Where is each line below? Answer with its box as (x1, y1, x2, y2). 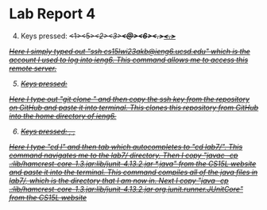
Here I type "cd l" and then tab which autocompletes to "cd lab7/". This (9, 142, 243, 151)
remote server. (9, 63, 57, 72)
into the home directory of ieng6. (9, 111, 117, 120)
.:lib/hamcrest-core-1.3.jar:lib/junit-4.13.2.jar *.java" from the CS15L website (9, 158, 257, 168)
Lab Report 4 (9, 5, 96, 23)
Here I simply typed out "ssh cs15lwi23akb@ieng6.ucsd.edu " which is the (9, 46, 251, 56)
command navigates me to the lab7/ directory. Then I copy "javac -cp (9, 150, 238, 160)
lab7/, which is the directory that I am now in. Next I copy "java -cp (9, 176, 229, 185)
